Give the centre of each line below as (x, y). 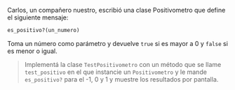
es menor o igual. (32, 51)
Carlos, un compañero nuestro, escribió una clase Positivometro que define (116, 10)
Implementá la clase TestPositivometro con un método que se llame (123, 64)
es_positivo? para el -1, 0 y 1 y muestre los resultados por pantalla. (121, 79)
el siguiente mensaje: (38, 17)
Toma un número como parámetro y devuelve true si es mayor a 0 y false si (117, 43)
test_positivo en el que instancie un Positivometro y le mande (115, 72)
